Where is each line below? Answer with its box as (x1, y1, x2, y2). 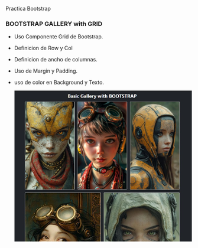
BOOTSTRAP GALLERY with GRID (5, 19, 103, 28)
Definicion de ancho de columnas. (14, 56, 98, 63)
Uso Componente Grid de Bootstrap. (14, 33, 103, 40)
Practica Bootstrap (5, 5, 51, 12)
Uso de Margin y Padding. (14, 67, 78, 74)
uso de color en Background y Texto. (14, 79, 105, 86)
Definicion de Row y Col (14, 44, 73, 52)
